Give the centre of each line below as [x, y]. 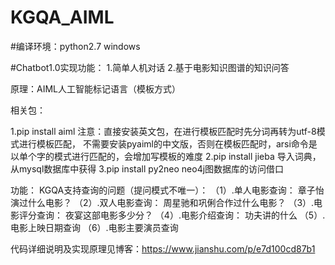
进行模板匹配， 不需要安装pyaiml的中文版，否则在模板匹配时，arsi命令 [163, 143]
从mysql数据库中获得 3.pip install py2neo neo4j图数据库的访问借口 [147, 168]
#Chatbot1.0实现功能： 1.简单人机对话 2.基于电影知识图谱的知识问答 [150, 67]
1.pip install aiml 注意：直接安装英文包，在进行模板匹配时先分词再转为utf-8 [163, 131]
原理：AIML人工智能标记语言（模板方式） [95, 88]
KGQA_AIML [62, 17]
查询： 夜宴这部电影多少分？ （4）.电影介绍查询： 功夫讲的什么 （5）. [181, 215]
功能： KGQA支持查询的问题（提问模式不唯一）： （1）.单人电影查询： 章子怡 [167, 190]
